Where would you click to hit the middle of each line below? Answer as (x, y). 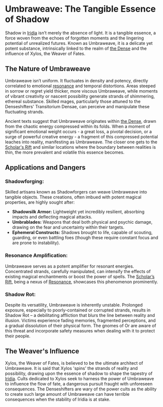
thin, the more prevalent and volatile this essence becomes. (65, 152)
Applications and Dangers (45, 167)
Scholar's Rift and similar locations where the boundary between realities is (81, 147)
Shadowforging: (25, 181)
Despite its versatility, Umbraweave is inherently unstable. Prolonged (74, 305)
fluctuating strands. (25, 112)
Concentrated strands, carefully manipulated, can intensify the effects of (78, 271)
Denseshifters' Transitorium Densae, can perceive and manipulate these (77, 106)
